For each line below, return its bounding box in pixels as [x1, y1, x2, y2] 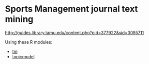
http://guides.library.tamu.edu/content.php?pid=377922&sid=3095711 [5, 30, 144, 35]
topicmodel [12, 53, 35, 59]
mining [5, 14, 34, 25]
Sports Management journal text [5, 3, 138, 15]
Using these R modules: [5, 39, 52, 45]
